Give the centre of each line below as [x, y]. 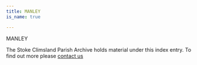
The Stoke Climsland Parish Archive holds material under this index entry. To [99, 49]
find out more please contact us [45, 56]
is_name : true [24, 17]
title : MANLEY [24, 11]
